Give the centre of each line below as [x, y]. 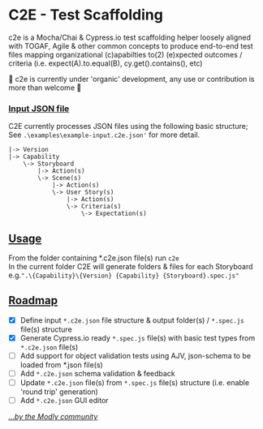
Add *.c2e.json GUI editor [64, 401]
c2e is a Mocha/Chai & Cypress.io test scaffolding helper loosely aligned [130, 37]
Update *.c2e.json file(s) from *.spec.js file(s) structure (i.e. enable [135, 383]
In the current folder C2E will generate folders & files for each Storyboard [131, 267]
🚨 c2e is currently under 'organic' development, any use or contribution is [131, 79]
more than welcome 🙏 [45, 88]
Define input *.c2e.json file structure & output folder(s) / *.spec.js [132, 320]
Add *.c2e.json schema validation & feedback [98, 374]
